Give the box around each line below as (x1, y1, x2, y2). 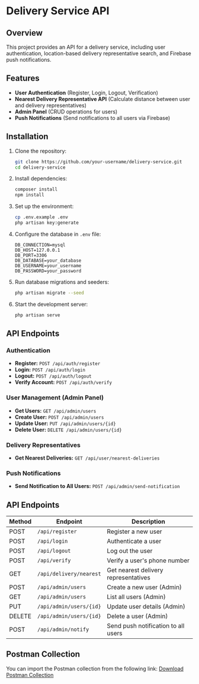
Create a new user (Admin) (107, 583, 182, 591)
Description (131, 518, 166, 526)
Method (9, 518, 32, 526)
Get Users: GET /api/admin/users (14, 407, 97, 414)
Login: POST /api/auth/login (14, 366, 86, 373)
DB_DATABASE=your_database (14, 257, 82, 264)
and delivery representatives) (14, 102, 87, 109)
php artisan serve (14, 312, 60, 318)
